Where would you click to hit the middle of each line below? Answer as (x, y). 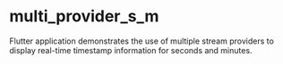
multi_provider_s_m (84, 16)
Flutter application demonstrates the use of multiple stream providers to (142, 41)
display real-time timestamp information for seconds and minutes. (131, 50)
